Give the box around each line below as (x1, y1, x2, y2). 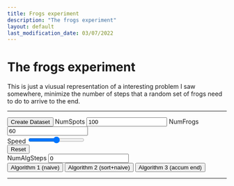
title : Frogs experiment (7, 10, 79, 17)
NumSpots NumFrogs (54, 117, 199, 126)
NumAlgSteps (7, 154, 47, 162)
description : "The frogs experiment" (7, 17, 117, 24)
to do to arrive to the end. (7, 97, 81, 105)
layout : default (7, 23, 54, 30)
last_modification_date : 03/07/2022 (7, 29, 114, 37)
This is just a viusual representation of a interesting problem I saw (7, 83, 196, 91)
